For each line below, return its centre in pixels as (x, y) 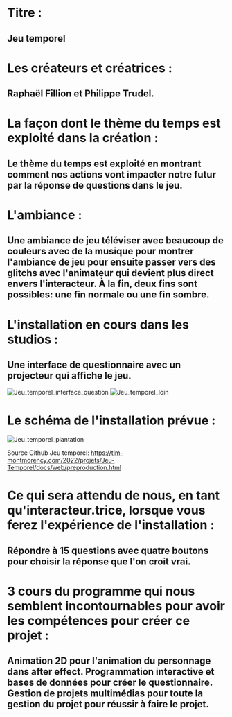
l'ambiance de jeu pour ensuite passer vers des (111, 262)
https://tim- (107, 453)
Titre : (25, 13)
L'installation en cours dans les (98, 325)
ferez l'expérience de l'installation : (111, 525)
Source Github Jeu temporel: (48, 453)
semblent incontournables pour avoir (116, 606)
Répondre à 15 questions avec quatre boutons (108, 550)
